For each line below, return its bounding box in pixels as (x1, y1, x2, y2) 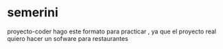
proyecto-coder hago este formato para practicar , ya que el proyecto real (7, 27, 217, 35)
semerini (7, 5, 58, 20)
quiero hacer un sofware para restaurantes (7, 34, 128, 42)
